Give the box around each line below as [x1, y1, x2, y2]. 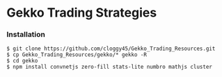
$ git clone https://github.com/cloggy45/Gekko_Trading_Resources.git [6, 45, 216, 53]
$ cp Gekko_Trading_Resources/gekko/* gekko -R [6, 51, 148, 58]
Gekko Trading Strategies [6, 5, 157, 21]
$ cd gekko [6, 58, 38, 65]
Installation [6, 30, 46, 40]
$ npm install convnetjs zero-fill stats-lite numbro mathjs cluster [6, 64, 213, 71]
